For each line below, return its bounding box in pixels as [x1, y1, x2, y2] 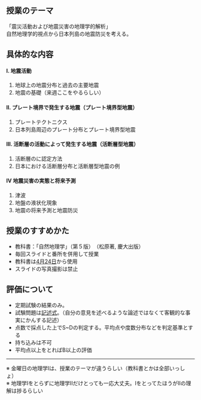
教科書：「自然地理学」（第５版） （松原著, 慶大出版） [14, 243, 144, 250]
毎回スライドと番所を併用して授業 [14, 250, 99, 257]
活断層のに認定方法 [14, 155, 63, 162]
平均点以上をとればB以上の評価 [14, 346, 92, 353]
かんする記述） [25, 316, 63, 323]
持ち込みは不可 [14, 338, 52, 346]
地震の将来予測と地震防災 [14, 207, 78, 214]
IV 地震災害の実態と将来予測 [6, 177, 76, 184]
